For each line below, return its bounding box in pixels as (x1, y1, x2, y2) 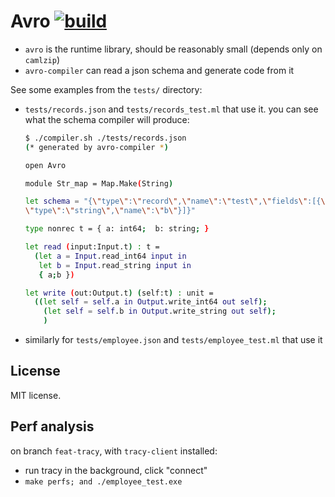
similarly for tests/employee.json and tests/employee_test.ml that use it (24, 334, 323, 346)
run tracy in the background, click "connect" (24, 464, 208, 476)
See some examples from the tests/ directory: (10, 83, 203, 95)
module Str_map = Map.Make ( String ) (24, 178, 174, 189)
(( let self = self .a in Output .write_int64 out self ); (34, 297, 268, 307)
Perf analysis (10, 418, 95, 435)
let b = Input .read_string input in (38, 260, 192, 270)
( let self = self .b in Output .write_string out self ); (43, 306, 277, 317)
